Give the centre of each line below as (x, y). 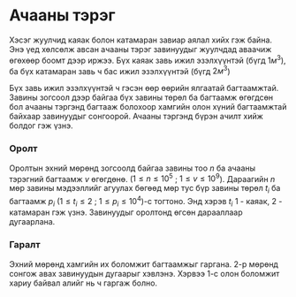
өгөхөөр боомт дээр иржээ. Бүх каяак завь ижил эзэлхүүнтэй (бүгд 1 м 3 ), (148, 59)
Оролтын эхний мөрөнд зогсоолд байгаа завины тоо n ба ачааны (133, 168)
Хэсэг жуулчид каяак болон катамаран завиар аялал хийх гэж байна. (140, 40)
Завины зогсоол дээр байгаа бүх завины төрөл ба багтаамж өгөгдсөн (141, 97)
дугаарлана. (32, 222)
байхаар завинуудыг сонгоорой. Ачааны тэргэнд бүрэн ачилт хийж (136, 117)
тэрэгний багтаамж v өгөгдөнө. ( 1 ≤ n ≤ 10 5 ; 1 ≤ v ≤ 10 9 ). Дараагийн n (142, 178)
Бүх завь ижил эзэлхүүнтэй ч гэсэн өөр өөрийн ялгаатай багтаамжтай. (144, 88)
